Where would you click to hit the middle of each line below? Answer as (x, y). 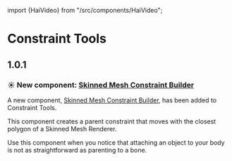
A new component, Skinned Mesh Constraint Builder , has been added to (112, 100)
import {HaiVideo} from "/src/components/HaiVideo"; (85, 10)
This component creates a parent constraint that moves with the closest (112, 121)
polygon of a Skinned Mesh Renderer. (62, 129)
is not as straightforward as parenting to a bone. (77, 150)
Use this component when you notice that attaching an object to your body (116, 142)
